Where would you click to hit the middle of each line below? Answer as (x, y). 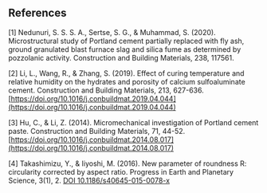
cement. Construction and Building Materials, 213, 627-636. (106, 90)
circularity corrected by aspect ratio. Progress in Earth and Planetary (121, 171)
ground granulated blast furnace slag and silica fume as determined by (125, 49)
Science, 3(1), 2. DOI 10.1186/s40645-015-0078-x (89, 180)
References (37, 13)
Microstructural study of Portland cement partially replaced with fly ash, (126, 41)
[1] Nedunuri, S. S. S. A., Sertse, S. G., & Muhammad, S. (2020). (112, 32)
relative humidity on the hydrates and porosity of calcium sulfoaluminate (127, 81)
